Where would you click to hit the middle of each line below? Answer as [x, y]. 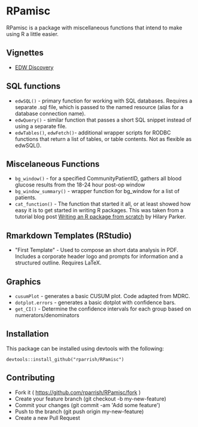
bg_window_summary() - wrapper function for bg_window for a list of [97, 191]
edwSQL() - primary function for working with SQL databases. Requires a [103, 101]
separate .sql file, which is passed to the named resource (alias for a [99, 107]
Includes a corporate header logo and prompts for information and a [99, 257]
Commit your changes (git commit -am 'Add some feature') [87, 405]
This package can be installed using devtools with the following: [85, 348]
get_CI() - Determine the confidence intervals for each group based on [103, 309]
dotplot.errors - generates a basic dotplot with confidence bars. [95, 302]
